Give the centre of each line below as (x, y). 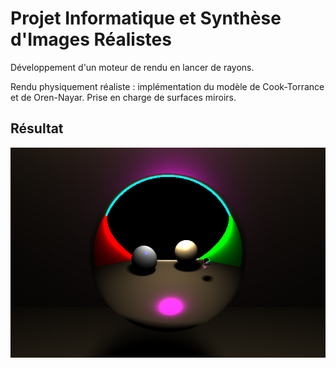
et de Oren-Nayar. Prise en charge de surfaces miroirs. (123, 97)
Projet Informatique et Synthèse (146, 18)
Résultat (37, 128)
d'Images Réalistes (91, 39)
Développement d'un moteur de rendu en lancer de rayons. (132, 67)
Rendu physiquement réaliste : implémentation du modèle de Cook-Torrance (167, 86)
